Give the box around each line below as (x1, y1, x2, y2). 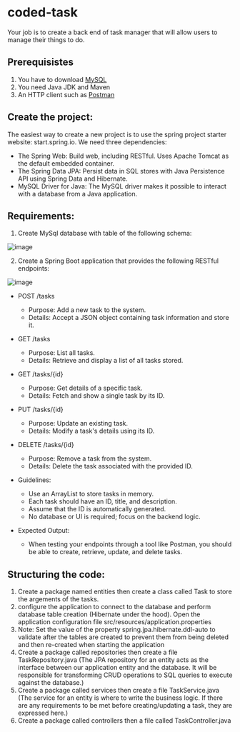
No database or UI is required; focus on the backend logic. (28, 512, 201, 521)
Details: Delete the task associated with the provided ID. (28, 462, 193, 471)
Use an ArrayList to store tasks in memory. (28, 490, 154, 498)
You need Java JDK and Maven (17, 83, 111, 91)
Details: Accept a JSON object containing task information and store (28, 314, 230, 322)
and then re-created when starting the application (17, 641, 165, 649)
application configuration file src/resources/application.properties (17, 618, 212, 626)
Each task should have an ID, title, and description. (28, 497, 177, 506)
